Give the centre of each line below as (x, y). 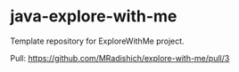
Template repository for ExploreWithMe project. (98, 41)
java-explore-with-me (94, 16)
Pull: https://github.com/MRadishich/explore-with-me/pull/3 (120, 58)
